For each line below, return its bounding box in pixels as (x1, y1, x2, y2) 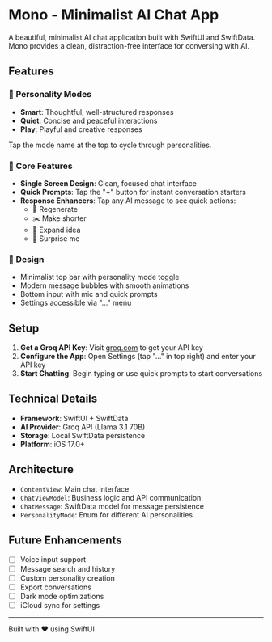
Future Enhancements (8, 534, 123, 547)
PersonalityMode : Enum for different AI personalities (19, 509, 193, 519)
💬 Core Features (8, 160, 73, 171)
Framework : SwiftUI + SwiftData (19, 413, 129, 423)
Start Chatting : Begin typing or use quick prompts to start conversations (19, 369, 263, 378)
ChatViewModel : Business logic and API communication (19, 492, 202, 502)
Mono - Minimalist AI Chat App (8, 6, 219, 24)
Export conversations (19, 582, 91, 592)
